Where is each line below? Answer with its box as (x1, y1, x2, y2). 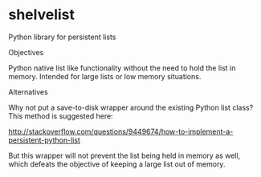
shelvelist (8, 6, 75, 24)
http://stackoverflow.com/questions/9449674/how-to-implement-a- (8, 127, 234, 136)
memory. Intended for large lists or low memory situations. (8, 71, 202, 81)
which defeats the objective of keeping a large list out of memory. (8, 159, 226, 169)
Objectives (8, 47, 44, 57)
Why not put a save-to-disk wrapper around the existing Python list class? (8, 103, 254, 112)
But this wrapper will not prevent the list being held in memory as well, (8, 151, 241, 160)
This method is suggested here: (8, 111, 114, 121)
